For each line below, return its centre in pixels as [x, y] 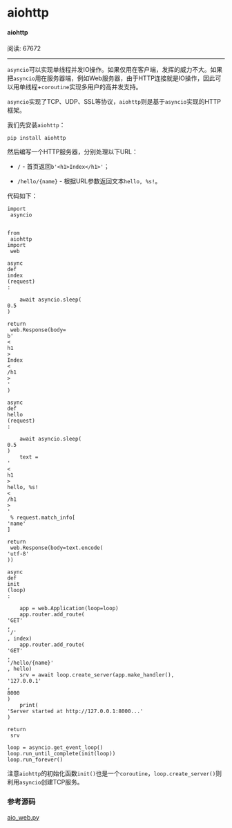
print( [29, 706]
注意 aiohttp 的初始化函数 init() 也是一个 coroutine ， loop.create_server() [112, 773]
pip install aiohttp [37, 138]
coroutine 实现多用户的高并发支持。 [91, 87]
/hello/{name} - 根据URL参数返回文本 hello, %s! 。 [89, 181]
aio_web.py [23, 817]
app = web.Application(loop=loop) [69, 609]
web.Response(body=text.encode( [57, 548]
